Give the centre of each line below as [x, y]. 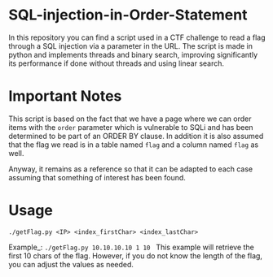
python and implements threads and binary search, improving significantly [133, 54]
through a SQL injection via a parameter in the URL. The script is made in [131, 45]
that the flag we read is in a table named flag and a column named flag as [134, 145]
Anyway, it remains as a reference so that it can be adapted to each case [131, 169]
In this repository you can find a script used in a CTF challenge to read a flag [137, 37]
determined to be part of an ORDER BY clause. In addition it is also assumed [136, 136]
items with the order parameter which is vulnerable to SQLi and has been [131, 127]
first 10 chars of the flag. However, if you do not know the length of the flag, [136, 255]
